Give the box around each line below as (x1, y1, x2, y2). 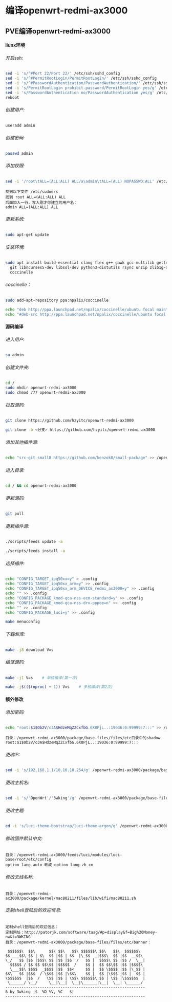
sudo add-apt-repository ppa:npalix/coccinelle (5, 298, 109, 303)
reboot (5, 95, 19, 100)
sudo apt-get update (5, 232, 50, 238)
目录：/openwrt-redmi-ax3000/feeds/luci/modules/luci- (5, 852, 122, 858)
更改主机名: (5, 779, 30, 786)
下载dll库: (5, 631, 26, 637)
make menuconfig (5, 619, 40, 625)
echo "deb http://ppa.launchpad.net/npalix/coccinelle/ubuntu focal (5, 307, 155, 312)
